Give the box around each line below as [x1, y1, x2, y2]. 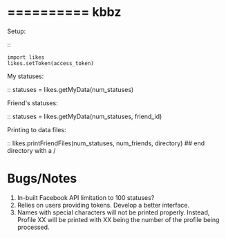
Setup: [7, 27, 26, 35]
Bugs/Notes [7, 171, 77, 187]
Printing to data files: [7, 125, 66, 134]
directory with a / [7, 146, 56, 154]
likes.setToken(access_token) [7, 59, 95, 66]
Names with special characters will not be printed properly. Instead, [17, 208, 210, 217]
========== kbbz [7, 4, 122, 20]
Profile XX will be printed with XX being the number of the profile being [17, 215, 220, 223]
